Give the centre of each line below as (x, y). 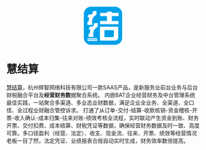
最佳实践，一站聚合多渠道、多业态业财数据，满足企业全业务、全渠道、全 (97, 102)
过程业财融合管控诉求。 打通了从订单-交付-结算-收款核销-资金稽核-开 (110, 110)
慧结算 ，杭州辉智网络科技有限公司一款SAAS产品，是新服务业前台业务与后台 (102, 87)
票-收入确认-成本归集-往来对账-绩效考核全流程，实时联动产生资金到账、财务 (103, 118)
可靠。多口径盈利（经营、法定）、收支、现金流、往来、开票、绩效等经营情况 (102, 133)
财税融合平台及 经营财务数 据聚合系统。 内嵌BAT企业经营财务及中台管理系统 (101, 95)
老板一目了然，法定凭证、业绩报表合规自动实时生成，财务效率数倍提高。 (97, 140)
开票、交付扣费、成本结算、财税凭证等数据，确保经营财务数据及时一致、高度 (103, 125)
